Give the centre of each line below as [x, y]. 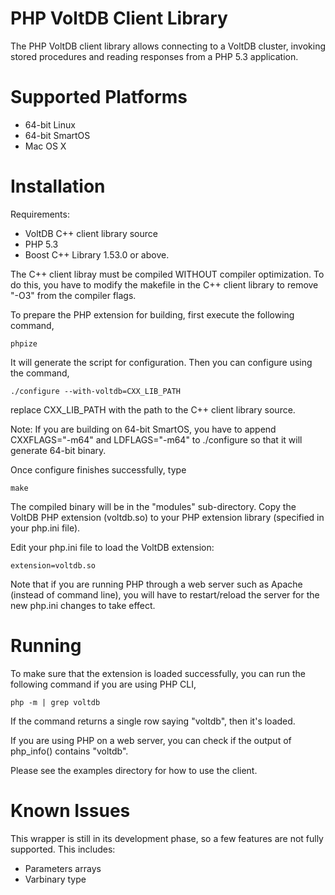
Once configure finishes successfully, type [98, 469]
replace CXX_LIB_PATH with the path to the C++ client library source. [153, 409]
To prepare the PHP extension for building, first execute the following [152, 314]
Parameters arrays [63, 868]
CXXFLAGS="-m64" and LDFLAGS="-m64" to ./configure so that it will [156, 439]
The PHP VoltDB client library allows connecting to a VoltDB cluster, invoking [168, 46]
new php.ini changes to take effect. [83, 605]
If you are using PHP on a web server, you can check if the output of [151, 740]
